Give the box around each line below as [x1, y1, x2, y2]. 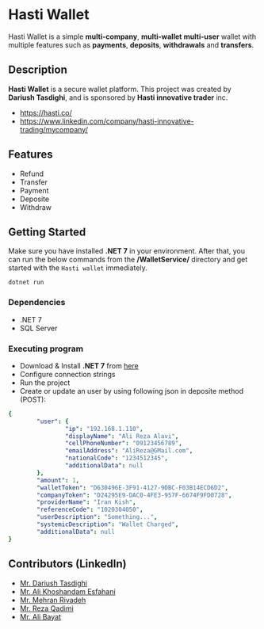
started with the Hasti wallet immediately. [8, 263, 148, 273]
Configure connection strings [19, 369, 116, 379]
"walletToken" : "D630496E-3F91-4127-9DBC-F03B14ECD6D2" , [36, 483, 228, 492]
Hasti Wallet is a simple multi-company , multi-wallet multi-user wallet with [8, 32, 257, 41]
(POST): [19, 395, 46, 404]
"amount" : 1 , [36, 476, 80, 484]
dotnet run [8, 279, 44, 287]
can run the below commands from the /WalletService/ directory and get [8, 255, 248, 265]
